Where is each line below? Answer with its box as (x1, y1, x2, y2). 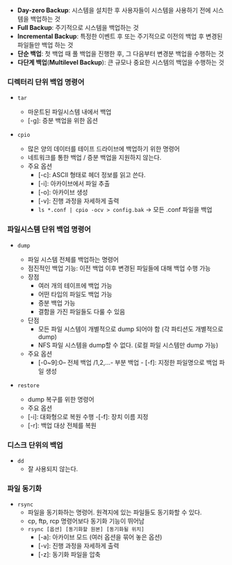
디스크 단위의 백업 (7, 440, 64, 450)
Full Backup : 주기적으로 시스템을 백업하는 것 (17, 24, 139, 31)
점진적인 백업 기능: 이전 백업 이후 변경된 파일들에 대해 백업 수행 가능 (27, 263, 211, 272)
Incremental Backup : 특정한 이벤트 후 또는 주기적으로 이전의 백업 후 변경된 (17, 32, 223, 40)
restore (17, 382, 40, 389)
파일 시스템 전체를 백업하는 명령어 (27, 255, 119, 263)
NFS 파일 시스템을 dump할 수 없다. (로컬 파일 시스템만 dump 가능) (38, 341, 219, 349)
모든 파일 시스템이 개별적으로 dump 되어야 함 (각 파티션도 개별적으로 (38, 325, 224, 333)
